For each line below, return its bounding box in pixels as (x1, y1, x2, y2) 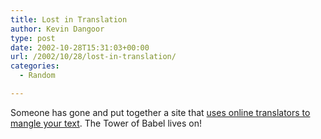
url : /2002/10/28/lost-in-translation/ (10, 52, 177, 62)
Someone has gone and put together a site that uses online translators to (10, 106, 311, 118)
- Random (19, 71, 56, 81)
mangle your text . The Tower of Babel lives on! (10, 117, 202, 129)
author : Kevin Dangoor (10, 24, 105, 34)
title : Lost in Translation (10, 14, 128, 25)
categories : (10, 61, 60, 71)
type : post (10, 33, 56, 43)
